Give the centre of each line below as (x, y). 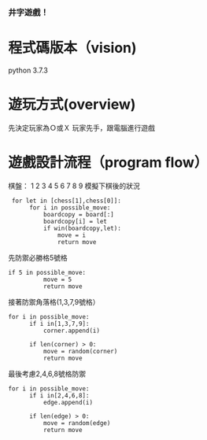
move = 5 (57, 279)
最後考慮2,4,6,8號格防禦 (47, 373)
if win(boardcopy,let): (82, 228)
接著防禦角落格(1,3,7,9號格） (54, 301)
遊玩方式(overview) (72, 105)
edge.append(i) (68, 402)
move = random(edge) (77, 423)
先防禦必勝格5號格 (38, 257)
